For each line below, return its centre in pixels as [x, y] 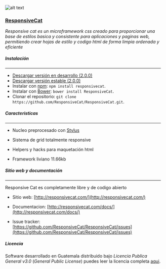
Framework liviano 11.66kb [39, 159]
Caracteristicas [22, 113]
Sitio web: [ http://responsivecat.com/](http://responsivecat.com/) [79, 197]
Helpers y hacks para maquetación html [53, 150]
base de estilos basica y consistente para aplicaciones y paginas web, [77, 37]
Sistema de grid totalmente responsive [52, 140]
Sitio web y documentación [34, 170]
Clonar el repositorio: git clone [44, 97]
